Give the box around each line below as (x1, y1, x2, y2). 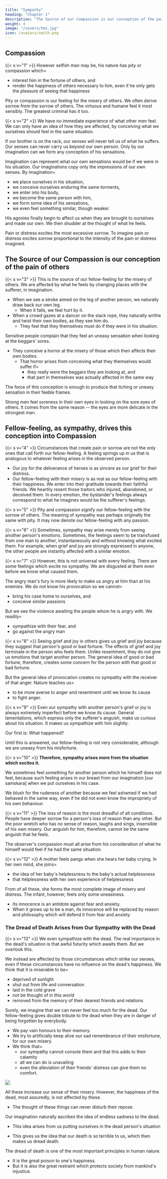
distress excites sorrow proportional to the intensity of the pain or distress (5, 235, 157, 241)
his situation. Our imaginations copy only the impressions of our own (5, 163, 146, 170)
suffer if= (19, 363, 39, 370)
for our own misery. (12, 1038, 53, 1044)
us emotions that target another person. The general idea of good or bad (5, 654, 154, 660)
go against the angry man (12, 628, 65, 634)
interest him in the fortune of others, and (12, 77, 95, 83)
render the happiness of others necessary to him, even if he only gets (12, 82, 155, 88)
